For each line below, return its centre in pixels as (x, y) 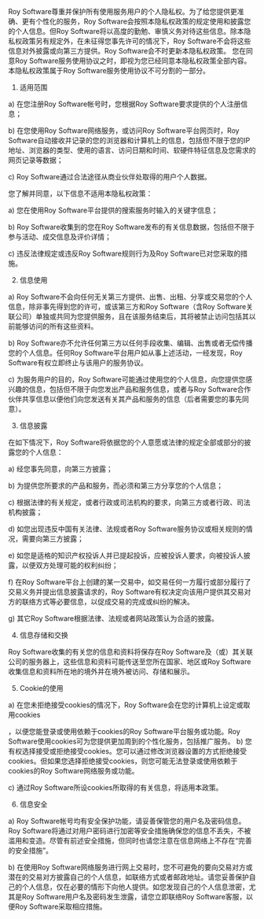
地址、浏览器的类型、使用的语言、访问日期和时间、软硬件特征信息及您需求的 (132, 150)
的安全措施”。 (31, 851)
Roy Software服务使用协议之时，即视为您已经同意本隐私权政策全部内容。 (133, 61)
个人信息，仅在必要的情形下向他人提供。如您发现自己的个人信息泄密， (135, 887)
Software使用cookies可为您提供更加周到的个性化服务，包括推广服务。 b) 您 (130, 741)
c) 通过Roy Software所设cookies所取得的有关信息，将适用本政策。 (115, 788)
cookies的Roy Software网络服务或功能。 (73, 771)
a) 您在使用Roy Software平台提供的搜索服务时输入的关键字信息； (113, 210)
